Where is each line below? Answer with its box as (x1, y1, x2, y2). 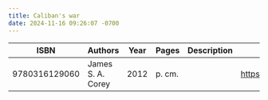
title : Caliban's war (8, 11, 81, 20)
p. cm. (155, 68, 179, 79)
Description (187, 45, 233, 56)
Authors (87, 45, 120, 56)
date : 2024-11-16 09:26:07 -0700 (8, 19, 120, 27)
